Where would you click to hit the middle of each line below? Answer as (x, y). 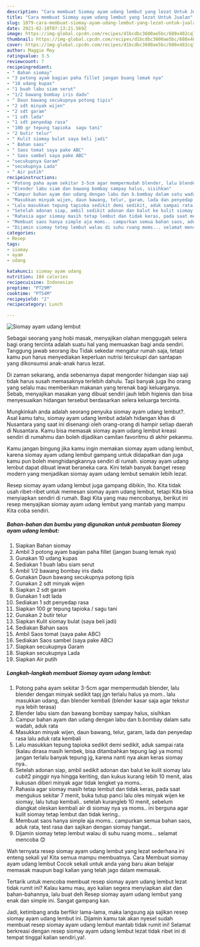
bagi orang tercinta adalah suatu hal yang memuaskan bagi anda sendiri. (96, 344)
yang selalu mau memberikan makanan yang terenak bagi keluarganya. (94, 388)
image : (15, 34)
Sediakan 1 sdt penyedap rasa (52, 603)
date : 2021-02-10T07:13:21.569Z (47, 28)
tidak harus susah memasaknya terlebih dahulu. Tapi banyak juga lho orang (99, 381)
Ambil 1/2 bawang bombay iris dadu (59, 571)
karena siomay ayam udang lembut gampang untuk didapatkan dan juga (95, 455)
